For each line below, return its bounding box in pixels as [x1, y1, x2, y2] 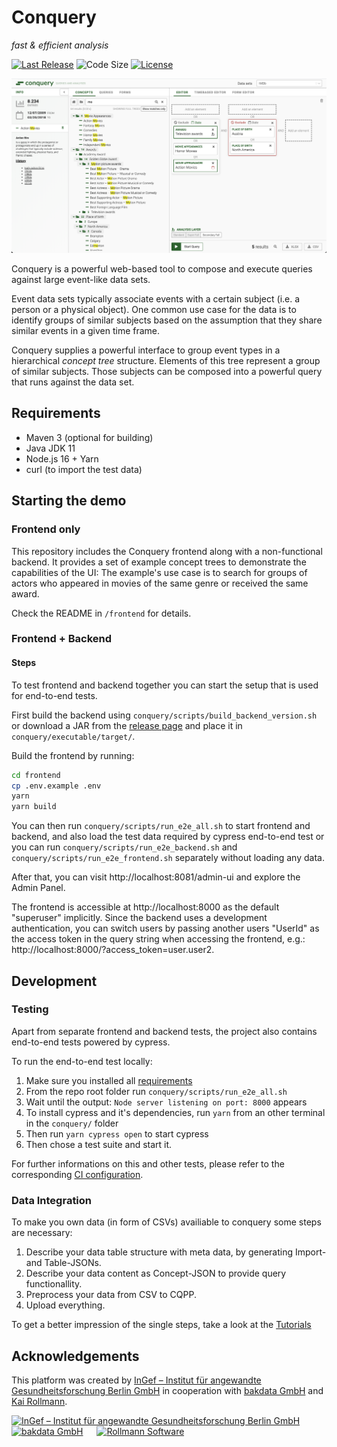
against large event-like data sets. [11, 274, 151, 285]
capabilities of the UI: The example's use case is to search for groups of [11, 566, 308, 578]
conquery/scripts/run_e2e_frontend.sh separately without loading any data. [11, 852, 325, 864]
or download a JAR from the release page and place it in [11, 719, 243, 731]
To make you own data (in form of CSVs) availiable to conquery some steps [11, 1216, 322, 1228]
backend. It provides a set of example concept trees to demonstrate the [11, 556, 307, 568]
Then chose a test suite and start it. [25, 1138, 173, 1150]
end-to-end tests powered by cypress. [11, 1036, 171, 1048]
